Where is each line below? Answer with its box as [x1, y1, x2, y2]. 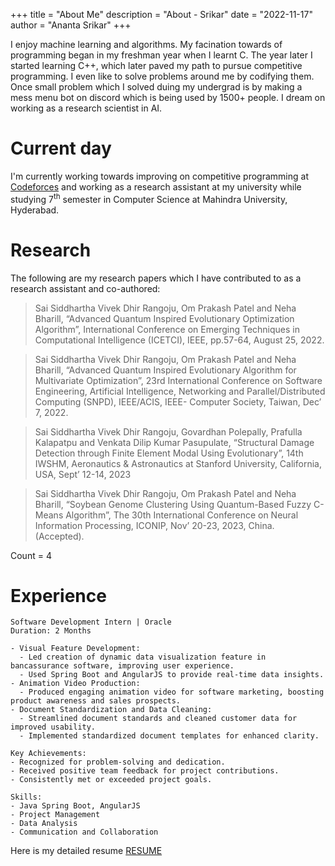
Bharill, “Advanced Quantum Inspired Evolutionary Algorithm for [34, 364, 297, 376]
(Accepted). [34, 530, 85, 542]
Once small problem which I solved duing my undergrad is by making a [10, 81, 303, 93]
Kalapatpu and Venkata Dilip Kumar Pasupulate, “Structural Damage [34, 436, 315, 448]
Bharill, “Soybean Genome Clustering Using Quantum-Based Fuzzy [34, 498, 312, 510]
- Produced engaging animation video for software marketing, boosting [19, 687, 325, 698]
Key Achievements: [10, 749, 87, 759]
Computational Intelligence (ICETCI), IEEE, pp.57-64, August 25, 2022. [34, 334, 325, 346]
